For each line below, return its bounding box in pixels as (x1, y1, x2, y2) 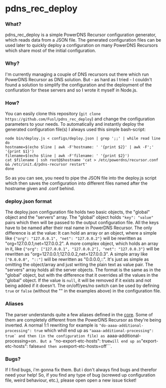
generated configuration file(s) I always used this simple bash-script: (5, 127, 146, 133)
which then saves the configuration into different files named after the (5, 180, 148, 186)
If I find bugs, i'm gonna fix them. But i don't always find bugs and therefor (5, 367, 157, 373)
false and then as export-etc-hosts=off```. (29, 343, 112, 349)
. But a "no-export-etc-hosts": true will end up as (36, 338, 141, 344)
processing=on (5, 338, 36, 344)
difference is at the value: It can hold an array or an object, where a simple (5, 230, 157, 236)
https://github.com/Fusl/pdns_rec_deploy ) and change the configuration (5, 116, 155, 122)
